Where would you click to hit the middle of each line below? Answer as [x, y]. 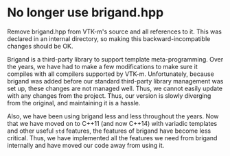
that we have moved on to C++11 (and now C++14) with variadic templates [112, 123]
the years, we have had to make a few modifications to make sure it [102, 66]
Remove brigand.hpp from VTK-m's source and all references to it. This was [114, 31]
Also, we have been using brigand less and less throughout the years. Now [113, 116]
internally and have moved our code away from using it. [86, 145]
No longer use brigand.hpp [85, 13]
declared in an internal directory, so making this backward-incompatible [109, 38]
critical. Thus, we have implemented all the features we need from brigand [112, 138]
